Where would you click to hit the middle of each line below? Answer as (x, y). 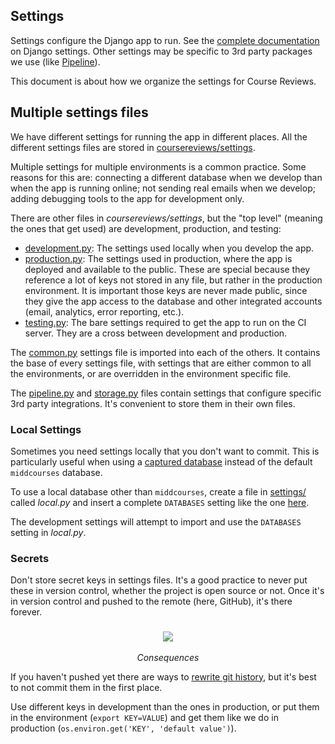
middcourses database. (56, 472)
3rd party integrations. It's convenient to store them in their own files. (153, 403)
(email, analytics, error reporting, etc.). (104, 311)
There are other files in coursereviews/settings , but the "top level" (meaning (166, 218)
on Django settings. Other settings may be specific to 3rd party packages (161, 51)
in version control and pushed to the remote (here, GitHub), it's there (151, 601)
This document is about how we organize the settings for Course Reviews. (163, 81)
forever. (26, 612)
